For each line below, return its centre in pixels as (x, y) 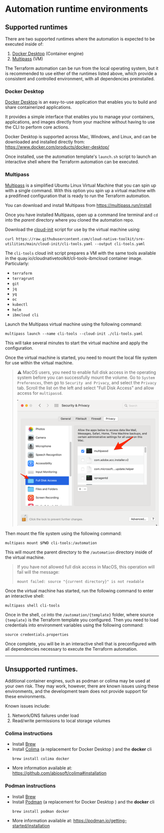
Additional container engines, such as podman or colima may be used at (78, 681)
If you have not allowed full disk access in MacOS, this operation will (86, 567)
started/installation (31, 826)
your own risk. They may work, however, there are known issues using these (82, 686)
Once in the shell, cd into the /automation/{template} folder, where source (80, 615)
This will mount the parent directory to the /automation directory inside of (79, 552)
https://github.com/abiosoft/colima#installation (59, 773)
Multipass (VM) (28, 59)
